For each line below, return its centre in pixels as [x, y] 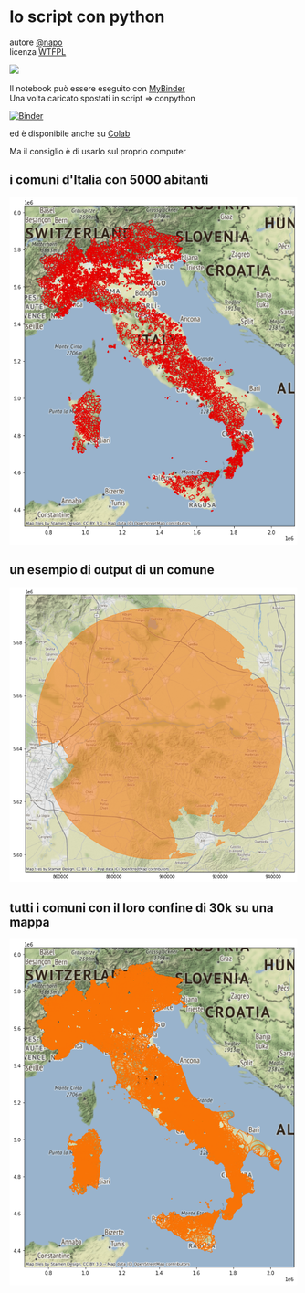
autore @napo [36, 42]
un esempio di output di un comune [112, 570]
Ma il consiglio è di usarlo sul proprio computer [98, 151]
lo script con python [87, 17]
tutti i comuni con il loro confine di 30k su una [142, 908]
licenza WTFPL [38, 51]
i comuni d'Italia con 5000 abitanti [109, 180]
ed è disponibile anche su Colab [70, 133]
